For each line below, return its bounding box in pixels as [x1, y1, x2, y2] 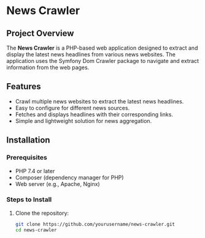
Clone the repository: [15, 209, 69, 217]
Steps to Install [6, 195, 52, 204]
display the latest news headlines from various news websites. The [6, 51, 176, 58]
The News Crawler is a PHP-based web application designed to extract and [6, 44, 198, 51]
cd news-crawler [15, 227, 57, 233]
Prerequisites [6, 154, 47, 162]
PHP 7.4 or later [15, 167, 55, 174]
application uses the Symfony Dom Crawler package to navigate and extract [6, 58, 199, 64]
